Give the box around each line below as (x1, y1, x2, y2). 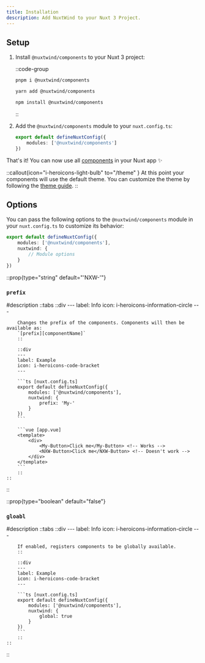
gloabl (6, 512, 26, 520)
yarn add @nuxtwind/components (15, 88, 95, 95)
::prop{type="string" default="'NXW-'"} (6, 274, 106, 281)
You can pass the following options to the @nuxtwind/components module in (6, 215, 193, 223)
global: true (39, 613, 72, 620)
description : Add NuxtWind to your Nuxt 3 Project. (6, 15, 141, 21)
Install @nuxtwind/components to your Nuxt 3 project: (15, 53, 145, 61)
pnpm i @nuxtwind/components (15, 77, 90, 83)
